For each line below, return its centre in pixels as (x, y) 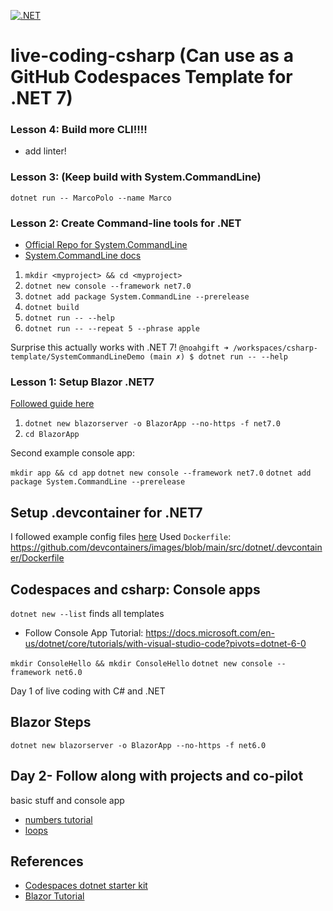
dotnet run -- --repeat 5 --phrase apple (112, 329)
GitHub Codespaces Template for (151, 77)
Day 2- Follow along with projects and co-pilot (157, 776)
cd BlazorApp (52, 435)
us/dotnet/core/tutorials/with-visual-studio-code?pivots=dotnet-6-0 (165, 643)
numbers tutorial (58, 819)
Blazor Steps (51, 722)
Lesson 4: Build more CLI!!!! (79, 130)
